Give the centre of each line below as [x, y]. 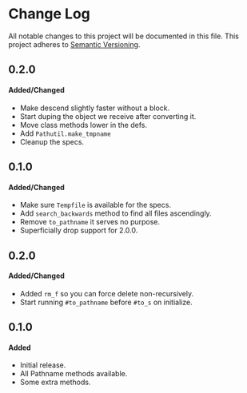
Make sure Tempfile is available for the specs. [96, 205]
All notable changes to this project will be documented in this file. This [124, 36]
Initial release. [43, 365]
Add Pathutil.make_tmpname [65, 133]
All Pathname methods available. [74, 374]
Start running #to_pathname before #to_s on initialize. [106, 302]
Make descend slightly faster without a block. [95, 108]
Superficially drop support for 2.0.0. [79, 230]
